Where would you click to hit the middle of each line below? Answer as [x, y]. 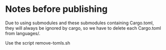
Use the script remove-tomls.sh [38, 43]
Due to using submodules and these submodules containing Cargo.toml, [79, 23]
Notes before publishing [56, 9]
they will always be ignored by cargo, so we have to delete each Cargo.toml [83, 28]
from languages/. [23, 33]
